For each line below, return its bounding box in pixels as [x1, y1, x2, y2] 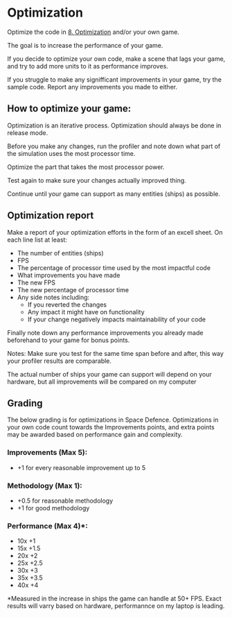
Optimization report [7, 210, 94, 222]
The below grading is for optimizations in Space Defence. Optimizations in [7, 415, 219, 424]
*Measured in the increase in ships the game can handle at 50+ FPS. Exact [7, 594, 222, 603]
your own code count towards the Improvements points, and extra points [7, 423, 215, 431]
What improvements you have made [17, 271, 121, 279]
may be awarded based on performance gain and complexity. [7, 431, 183, 439]
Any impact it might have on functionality [27, 307, 145, 316]
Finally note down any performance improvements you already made [7, 328, 204, 337]
